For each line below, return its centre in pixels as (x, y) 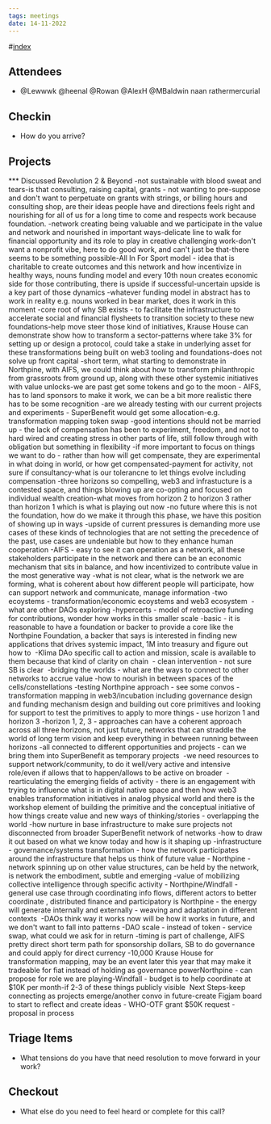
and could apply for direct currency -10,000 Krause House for (111, 953)
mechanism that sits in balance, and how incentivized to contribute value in (133, 567)
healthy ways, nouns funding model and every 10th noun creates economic (133, 275)
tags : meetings (34, 16)
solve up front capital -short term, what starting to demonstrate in (117, 361)
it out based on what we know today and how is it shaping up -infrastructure (135, 841)
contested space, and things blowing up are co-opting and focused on (125, 489)
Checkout (33, 1092)
